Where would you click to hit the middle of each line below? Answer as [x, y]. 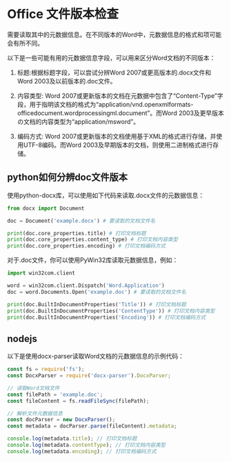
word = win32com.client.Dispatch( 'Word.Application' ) [86, 285]
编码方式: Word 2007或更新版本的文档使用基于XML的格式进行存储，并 [117, 136]
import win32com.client [41, 273]
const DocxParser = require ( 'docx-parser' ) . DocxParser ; [89, 376]
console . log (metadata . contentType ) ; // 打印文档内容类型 [87, 445]
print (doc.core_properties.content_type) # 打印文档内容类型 [92, 240]
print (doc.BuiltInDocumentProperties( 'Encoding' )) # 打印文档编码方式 [107, 317]
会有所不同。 [25, 43]
